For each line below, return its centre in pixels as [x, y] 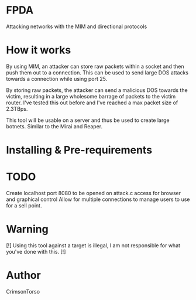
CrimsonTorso [23, 291]
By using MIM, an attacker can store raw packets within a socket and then [95, 66]
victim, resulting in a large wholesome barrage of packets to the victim [91, 96]
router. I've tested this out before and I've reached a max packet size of [92, 103]
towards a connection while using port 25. [57, 79]
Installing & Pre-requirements [79, 150]
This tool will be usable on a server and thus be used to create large [88, 120]
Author [23, 275]
